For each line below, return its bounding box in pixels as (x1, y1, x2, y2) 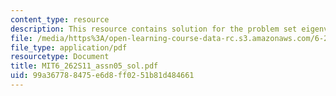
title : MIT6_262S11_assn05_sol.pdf (10, 61, 159, 71)
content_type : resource (10, 14, 110, 25)
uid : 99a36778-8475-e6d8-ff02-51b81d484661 (10, 71, 195, 81)
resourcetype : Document (10, 52, 110, 62)
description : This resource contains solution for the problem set (10, 24, 298, 34)
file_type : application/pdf (10, 42, 128, 53)
